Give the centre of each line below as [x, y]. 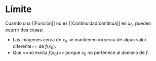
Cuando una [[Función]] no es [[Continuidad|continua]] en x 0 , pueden [78, 24]
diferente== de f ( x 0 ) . [34, 47]
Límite [18, 9]
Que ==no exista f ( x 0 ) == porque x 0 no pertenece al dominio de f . [81, 53]
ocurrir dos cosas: [24, 30]
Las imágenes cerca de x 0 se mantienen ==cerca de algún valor [80, 40]
